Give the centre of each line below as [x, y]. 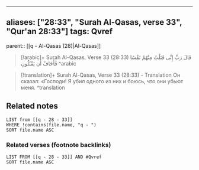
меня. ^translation [43, 87]
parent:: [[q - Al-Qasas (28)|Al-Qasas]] [54, 45]
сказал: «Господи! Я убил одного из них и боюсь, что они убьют [102, 81]
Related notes [32, 106]
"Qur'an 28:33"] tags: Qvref [60, 32]
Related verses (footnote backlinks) [59, 145]
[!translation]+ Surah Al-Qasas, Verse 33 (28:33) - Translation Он [100, 75]
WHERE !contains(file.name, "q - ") [51, 125]
